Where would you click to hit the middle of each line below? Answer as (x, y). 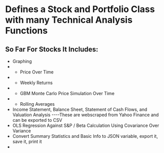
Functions (26, 31)
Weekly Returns (36, 83)
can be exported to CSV (37, 120)
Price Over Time (37, 72)
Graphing (22, 61)
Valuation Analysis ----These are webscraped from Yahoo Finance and (86, 115)
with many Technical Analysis (69, 20)
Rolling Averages (37, 104)
